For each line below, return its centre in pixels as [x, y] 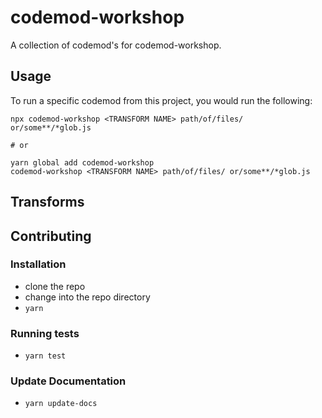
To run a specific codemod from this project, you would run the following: [161, 100]
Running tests [45, 333]
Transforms [47, 202]
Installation [38, 264]
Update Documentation [68, 381]
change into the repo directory [87, 297]
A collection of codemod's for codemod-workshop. [116, 45]
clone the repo [55, 286]
